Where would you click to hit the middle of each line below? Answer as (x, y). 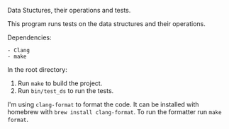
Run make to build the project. (60, 83)
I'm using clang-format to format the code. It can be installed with (104, 104)
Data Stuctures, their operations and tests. (69, 10)
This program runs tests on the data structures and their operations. (106, 24)
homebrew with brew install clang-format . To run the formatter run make (114, 112)
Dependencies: (29, 37)
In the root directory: (37, 69)
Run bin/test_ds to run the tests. (66, 91)
